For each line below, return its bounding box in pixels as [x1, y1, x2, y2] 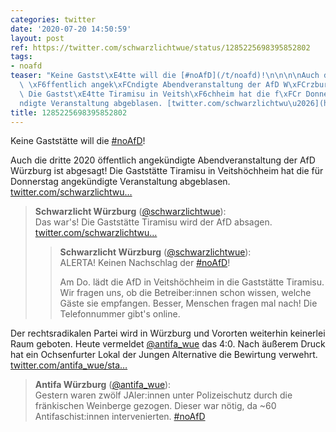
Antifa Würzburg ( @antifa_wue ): [34, 379, 172, 391]
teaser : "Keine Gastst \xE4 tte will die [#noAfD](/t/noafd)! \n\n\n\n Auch [10, 71, 320, 81]
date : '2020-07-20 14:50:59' [10, 24, 132, 34]
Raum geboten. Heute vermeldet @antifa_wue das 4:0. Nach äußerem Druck [10, 338, 326, 350]
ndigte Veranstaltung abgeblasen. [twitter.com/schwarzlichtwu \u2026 [19, 98, 315, 108]
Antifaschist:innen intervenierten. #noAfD [34, 411, 206, 423]
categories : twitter [10, 14, 97, 25]
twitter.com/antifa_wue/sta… [10, 359, 128, 371]
